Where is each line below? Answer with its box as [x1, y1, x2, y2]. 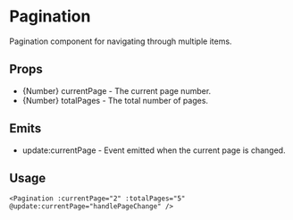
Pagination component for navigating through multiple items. [9, 36, 232, 47]
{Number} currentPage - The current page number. [21, 85, 212, 96]
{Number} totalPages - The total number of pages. [21, 95, 208, 106]
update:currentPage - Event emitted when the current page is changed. [21, 145, 286, 156]
